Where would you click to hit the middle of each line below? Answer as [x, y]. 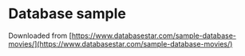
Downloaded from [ [40, 35]
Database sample [67, 14]
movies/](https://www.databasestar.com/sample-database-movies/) [121, 43]
